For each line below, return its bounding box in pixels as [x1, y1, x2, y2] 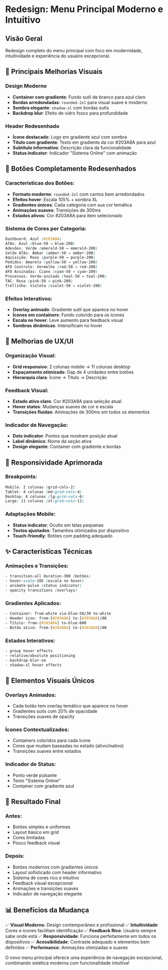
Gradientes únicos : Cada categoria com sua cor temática [12, 202, 132, 208]
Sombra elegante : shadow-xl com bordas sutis [12, 105, 109, 111]
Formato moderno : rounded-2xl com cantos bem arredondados [12, 191, 145, 197]
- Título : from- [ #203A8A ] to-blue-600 [5, 620, 87, 626]
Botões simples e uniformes [12, 824, 70, 830]
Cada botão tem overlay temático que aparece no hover [12, 703, 128, 709]
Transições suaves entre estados [12, 748, 81, 754]
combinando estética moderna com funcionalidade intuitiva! [5, 959, 130, 966]
